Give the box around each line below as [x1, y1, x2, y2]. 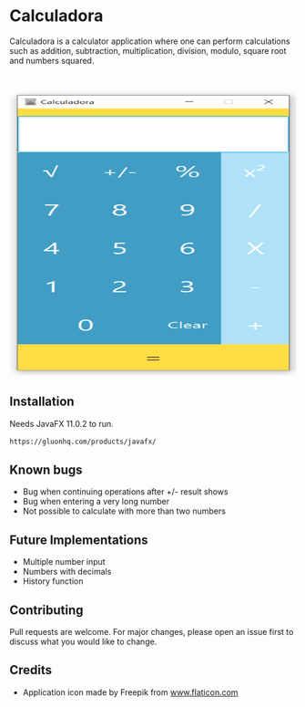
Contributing [9, 602, 84, 618]
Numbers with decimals [22, 567, 112, 577]
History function [22, 576, 84, 587]
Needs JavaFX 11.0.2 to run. [9, 418, 114, 429]
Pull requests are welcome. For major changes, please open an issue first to [9, 627, 294, 638]
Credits [9, 662, 53, 678]
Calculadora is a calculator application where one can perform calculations [9, 36, 290, 47]
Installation [9, 394, 75, 410]
